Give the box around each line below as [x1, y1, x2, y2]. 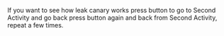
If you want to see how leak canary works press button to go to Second [7, 6, 216, 14]
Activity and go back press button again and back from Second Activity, [7, 13, 218, 22]
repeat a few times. [7, 21, 64, 29]
